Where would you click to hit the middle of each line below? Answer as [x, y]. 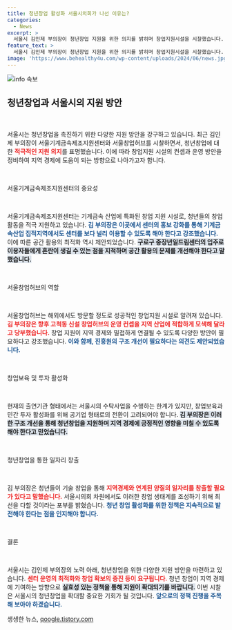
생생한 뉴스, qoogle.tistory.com [50, 619]
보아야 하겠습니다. [38, 604]
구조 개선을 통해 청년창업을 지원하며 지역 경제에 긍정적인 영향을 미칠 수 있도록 [117, 423]
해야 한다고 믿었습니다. [38, 431]
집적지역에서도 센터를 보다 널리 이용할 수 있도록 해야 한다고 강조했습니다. [122, 233]
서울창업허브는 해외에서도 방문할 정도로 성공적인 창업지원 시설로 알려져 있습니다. [115, 315]
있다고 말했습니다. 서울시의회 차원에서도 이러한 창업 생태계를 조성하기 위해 [114, 496]
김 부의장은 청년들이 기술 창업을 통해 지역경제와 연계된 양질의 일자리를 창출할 [110, 488]
